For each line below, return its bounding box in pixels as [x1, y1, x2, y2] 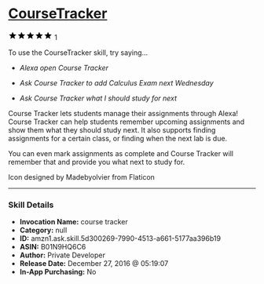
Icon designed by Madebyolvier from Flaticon [8, 172, 156, 181]
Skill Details [8, 199, 54, 210]
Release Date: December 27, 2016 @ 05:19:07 [19, 259, 169, 268]
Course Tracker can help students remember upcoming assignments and [8, 117, 245, 126]
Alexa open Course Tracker [19, 63, 108, 72]
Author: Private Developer [19, 250, 106, 260]
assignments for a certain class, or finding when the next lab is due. [8, 133, 228, 143]
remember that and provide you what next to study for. [8, 157, 185, 166]
